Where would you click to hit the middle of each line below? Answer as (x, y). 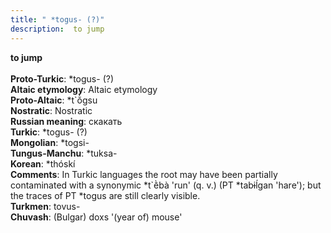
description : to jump (57, 29)
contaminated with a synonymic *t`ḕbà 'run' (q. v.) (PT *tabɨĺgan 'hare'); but (166, 185)
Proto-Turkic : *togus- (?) (62, 78)
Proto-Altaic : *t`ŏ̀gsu (54, 100)
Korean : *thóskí (43, 163)
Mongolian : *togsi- (50, 142)
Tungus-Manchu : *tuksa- (64, 153)
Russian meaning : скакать (66, 121)
